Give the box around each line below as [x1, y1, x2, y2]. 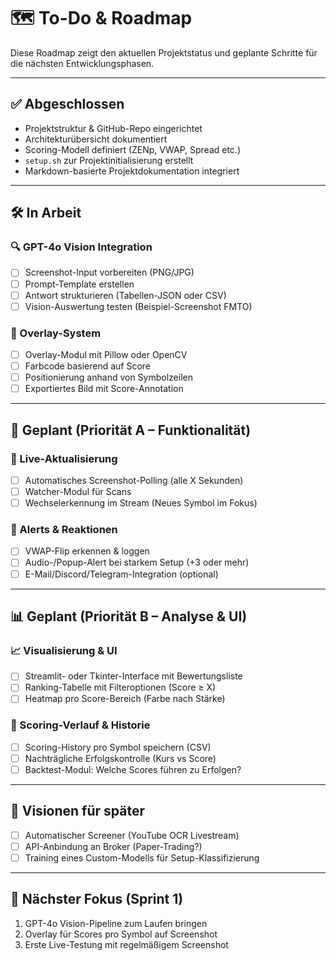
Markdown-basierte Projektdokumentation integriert [24, 165, 240, 177]
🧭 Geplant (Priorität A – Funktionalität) [10, 421, 252, 439]
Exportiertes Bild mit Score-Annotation [24, 383, 184, 395]
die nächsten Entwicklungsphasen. [10, 57, 155, 69]
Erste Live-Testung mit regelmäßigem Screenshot [24, 938, 229, 950]
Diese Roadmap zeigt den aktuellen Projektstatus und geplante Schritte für [10, 46, 318, 59]
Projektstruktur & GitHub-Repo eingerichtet [24, 122, 203, 134]
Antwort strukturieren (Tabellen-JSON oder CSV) [24, 289, 227, 301]
